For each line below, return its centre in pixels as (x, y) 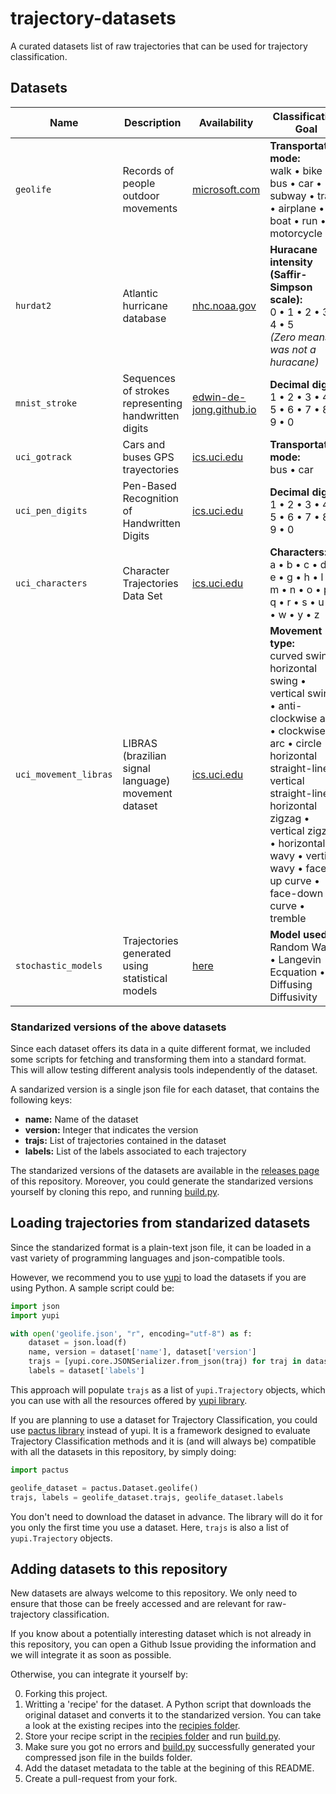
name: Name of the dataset (81, 1119)
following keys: (41, 1100)
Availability (226, 122)
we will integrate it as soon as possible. (91, 1655)
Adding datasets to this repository (119, 1569)
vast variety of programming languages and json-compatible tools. (147, 1258)
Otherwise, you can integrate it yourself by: (99, 1674)
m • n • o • (295, 589)
